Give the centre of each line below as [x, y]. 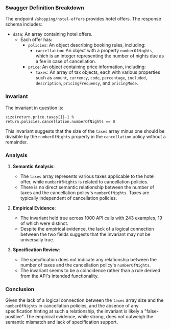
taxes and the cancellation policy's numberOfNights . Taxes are [85, 192]
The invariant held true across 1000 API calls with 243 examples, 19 [91, 218]
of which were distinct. [44, 223]
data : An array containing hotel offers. [53, 34]
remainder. [17, 142]
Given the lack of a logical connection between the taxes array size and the [84, 300]
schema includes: [24, 24]
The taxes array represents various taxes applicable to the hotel [87, 176]
